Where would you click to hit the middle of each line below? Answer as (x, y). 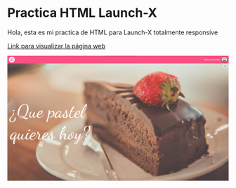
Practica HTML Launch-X (83, 13)
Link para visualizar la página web (56, 46)
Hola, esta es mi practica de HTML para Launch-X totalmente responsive (113, 32)
